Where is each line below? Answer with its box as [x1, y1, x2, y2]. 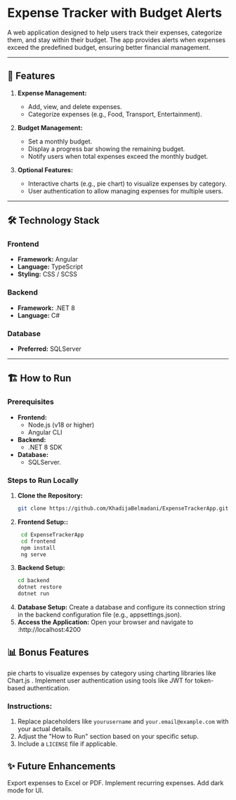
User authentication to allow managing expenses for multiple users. [27, 186, 223, 195]
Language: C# [17, 311, 60, 319]
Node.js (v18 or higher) [27, 420, 95, 429]
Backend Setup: [17, 564, 65, 572]
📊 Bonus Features [7, 647, 89, 659]
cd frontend [20, 538, 56, 545]
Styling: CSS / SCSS [17, 270, 77, 278]
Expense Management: [17, 89, 87, 97]
